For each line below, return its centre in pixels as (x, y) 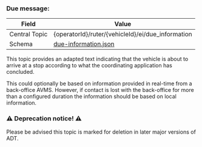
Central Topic (29, 34)
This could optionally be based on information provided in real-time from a (99, 83)
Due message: (28, 8)
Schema (21, 44)
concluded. (20, 72)
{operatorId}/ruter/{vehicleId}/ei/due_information (123, 34)
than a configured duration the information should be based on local (92, 96)
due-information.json (84, 44)
